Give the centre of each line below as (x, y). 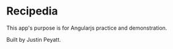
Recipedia (32, 11)
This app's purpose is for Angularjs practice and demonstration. (87, 28)
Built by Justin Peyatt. (34, 39)
